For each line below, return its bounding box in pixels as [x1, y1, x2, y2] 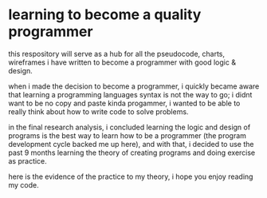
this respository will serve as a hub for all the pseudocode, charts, [8, 49, 226, 58]
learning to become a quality [8, 6, 202, 24]
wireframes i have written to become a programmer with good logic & [8, 57, 237, 67]
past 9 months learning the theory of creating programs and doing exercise [8, 148, 256, 157]
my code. [8, 180, 40, 189]
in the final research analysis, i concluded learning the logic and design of [8, 122, 251, 132]
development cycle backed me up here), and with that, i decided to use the [8, 139, 254, 148]
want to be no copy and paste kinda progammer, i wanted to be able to [8, 98, 241, 108]
